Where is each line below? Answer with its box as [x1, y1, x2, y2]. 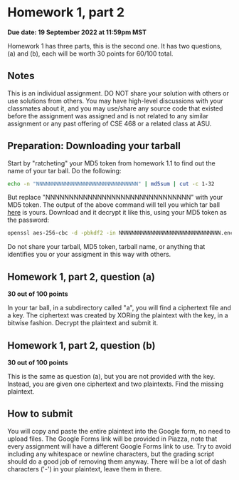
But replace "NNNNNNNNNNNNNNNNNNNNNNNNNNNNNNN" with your [7, 193, 223, 202]
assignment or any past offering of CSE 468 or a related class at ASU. [7, 119, 212, 128]
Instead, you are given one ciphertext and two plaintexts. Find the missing [7, 379, 224, 388]
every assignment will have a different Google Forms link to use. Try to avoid [7, 441, 232, 450]
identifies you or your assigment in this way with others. [7, 250, 171, 259]
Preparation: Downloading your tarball [7, 140, 181, 152]
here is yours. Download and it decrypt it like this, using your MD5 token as [7, 208, 228, 217]
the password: [7, 215, 50, 225]
